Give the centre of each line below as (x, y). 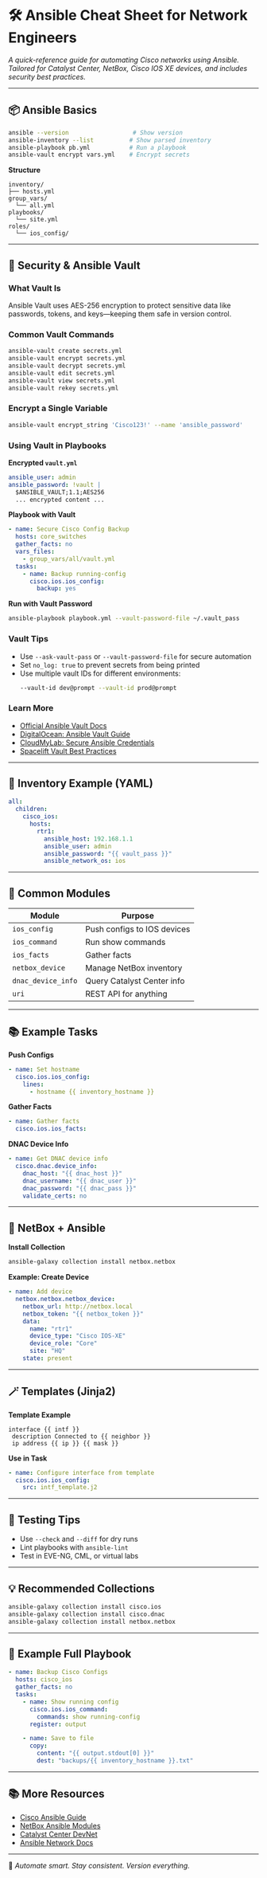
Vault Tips (29, 639)
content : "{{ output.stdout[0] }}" (96, 1754)
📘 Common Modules (60, 893)
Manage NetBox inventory (133, 968)
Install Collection (37, 1247)
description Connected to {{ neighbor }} (81, 1436)
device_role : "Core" (63, 1343)
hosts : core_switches (51, 537)
